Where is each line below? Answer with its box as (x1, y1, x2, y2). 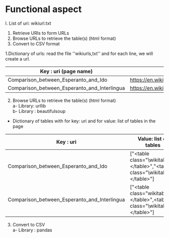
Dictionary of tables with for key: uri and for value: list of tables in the (12, 117, 156, 124)
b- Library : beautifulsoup (12, 108, 66, 114)
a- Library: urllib (12, 102, 46, 109)
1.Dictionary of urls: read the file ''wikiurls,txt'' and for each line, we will (5, 50, 153, 56)
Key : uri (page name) (40, 68, 93, 75)
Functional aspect (5, 4, 82, 15)
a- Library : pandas (12, 227, 52, 233)
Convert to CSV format (12, 40, 60, 46)
